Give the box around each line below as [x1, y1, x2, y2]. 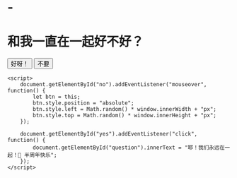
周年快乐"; [29, 152, 57, 159]
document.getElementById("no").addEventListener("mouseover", [20, 81, 207, 88]
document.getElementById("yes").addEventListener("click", [20, 131, 198, 138]
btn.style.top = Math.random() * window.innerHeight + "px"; [33, 112, 217, 119]
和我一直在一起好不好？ [7, 34, 144, 50]
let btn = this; [33, 93, 81, 101]
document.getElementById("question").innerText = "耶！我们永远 [33, 144, 220, 151]
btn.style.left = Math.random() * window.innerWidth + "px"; [33, 106, 217, 113]
